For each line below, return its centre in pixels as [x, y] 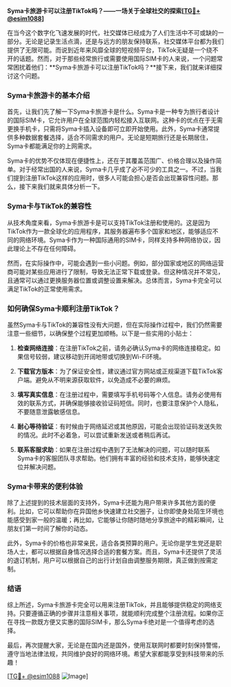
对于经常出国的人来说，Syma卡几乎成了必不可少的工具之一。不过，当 [117, 170]
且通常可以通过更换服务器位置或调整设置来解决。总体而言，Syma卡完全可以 [114, 280]
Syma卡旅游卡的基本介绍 [49, 95]
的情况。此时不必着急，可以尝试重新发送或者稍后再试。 [95, 435]
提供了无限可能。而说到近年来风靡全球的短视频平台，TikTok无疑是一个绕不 [113, 50]
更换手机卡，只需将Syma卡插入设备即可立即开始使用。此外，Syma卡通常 [110, 129]
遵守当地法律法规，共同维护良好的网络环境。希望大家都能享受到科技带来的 [112, 654]
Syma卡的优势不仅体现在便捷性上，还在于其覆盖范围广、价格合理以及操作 [111, 161]
